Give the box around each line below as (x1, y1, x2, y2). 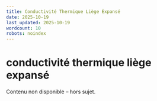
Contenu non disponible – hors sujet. (6, 88, 96, 95)
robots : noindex (6, 31, 46, 37)
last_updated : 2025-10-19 (6, 19, 70, 25)
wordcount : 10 (6, 25, 41, 31)
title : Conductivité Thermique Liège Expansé (6, 8, 120, 15)
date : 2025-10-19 (6, 14, 49, 20)
